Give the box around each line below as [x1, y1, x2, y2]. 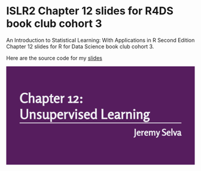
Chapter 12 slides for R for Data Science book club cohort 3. [6, 43, 154, 50]
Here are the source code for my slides [6, 54, 103, 61]
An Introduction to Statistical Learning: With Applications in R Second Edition [6, 36, 195, 43]
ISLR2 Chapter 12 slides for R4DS [6, 4, 173, 18]
